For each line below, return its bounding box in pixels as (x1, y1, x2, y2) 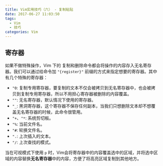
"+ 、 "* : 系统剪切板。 (12, 115, 54, 121)
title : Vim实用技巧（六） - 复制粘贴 (5, 7, 73, 12)
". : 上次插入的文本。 (12, 133, 54, 139)
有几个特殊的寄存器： (5, 75, 48, 80)
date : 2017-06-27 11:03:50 (5, 12, 60, 16)
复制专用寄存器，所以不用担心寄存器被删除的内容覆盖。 (20, 91, 132, 97)
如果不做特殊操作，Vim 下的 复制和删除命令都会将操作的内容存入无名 (5, 62, 144, 68)
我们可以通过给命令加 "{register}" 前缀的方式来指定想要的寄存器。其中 (13, 68, 157, 74)
